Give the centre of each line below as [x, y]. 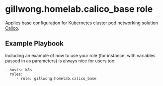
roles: [16, 74]
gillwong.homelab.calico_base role [79, 9]
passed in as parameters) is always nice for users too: [60, 61]
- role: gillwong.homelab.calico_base [56, 78]
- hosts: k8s [19, 70]
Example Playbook [34, 44]
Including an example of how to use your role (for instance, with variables [80, 55]
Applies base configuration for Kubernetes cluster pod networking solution [81, 23]
